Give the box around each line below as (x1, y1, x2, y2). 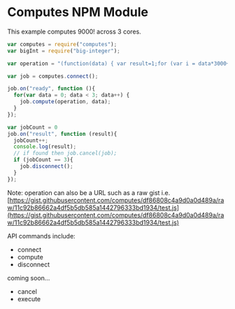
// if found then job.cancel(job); (13, 150, 117, 157)
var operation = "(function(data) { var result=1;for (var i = (7, 60, 196, 67)
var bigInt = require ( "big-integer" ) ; (7, 47, 120, 55)
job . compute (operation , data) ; (20, 99, 111, 106)
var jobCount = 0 (7, 124, 58, 131)
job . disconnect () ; (20, 163, 73, 170)
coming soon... (7, 273, 50, 282)
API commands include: (7, 231, 76, 240)
